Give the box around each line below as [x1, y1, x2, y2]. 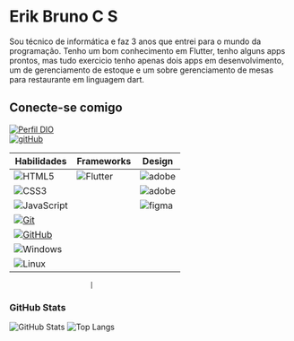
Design [142, 154, 174, 167]
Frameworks [76, 154, 132, 167]
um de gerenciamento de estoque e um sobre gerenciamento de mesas [9, 65, 273, 75]
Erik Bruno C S [9, 6, 118, 27]
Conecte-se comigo [9, 101, 123, 116]
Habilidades [14, 154, 67, 167]
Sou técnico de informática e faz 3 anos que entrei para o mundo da [9, 36, 262, 47]
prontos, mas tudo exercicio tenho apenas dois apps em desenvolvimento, [9, 55, 284, 66]
